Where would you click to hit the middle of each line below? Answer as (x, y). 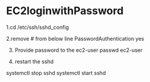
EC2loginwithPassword (65, 11)
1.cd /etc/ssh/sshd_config (38, 27)
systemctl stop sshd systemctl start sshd (56, 73)
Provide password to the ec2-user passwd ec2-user (79, 50)
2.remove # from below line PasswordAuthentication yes (75, 38)
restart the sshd (34, 61)
